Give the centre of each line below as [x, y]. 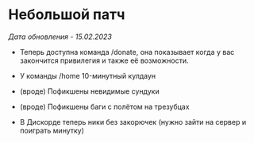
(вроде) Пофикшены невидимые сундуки [90, 91]
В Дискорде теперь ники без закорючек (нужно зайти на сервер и [133, 122]
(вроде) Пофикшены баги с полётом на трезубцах [104, 106]
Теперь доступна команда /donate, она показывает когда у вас [127, 52]
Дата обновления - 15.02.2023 [60, 37]
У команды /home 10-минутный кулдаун [88, 75]
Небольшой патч [67, 15]
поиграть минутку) [52, 130]
